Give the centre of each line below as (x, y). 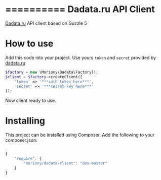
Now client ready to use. (31, 101)
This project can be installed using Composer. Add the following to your (80, 135)
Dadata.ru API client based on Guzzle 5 (46, 23)
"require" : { (28, 159)
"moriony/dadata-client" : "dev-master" (66, 163)
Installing (25, 121)
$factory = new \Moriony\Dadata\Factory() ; (52, 72)
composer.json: (22, 140)
